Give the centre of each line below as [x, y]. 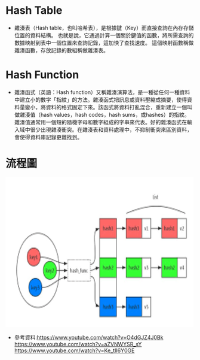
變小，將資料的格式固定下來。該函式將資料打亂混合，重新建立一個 [106, 107]
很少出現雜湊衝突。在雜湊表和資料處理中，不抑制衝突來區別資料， [111, 129]
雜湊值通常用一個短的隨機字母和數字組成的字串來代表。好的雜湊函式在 [101, 122]
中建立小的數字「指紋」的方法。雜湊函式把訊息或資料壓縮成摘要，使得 [101, 99]
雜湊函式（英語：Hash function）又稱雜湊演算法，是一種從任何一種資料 [102, 92]
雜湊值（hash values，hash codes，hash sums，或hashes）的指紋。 [105, 114]
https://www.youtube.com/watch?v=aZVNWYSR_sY [78, 344]
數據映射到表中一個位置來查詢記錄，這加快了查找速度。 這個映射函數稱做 [104, 43]
